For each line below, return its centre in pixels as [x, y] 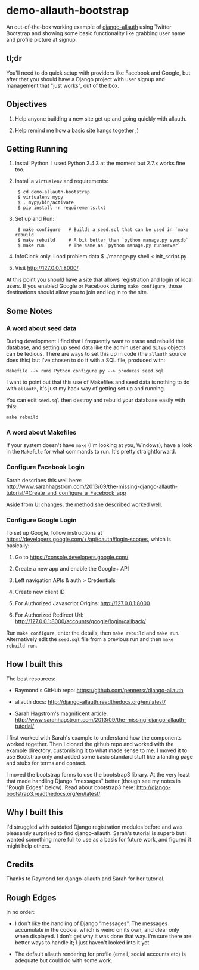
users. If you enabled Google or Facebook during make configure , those [94, 286]
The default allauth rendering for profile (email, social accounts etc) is [100, 954]
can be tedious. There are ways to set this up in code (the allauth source [96, 354]
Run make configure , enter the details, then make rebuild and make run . [93, 633]
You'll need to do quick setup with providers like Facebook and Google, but [98, 73]
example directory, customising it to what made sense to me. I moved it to [97, 750]
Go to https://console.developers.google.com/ [71, 557]
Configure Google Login [41, 520]
